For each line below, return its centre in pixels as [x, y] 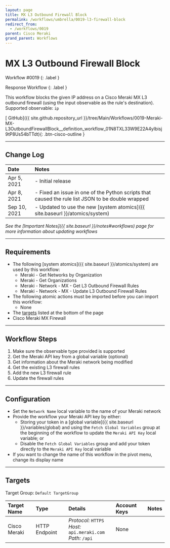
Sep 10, [17, 207]
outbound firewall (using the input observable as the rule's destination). [80, 103]
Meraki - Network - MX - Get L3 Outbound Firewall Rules [79, 286]
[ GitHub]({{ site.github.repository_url [44, 118]
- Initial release [53, 181]
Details [77, 508]
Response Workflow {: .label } [36, 87]
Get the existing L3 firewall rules [46, 368]
